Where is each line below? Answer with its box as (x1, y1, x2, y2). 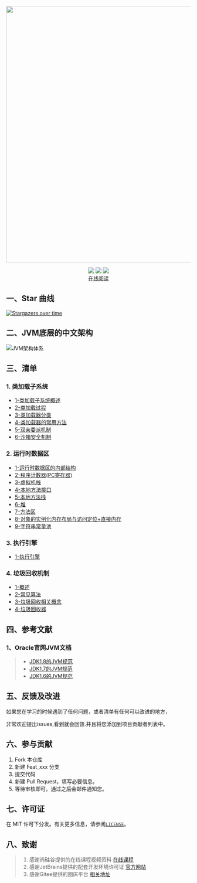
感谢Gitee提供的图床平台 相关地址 (29, 871, 111, 878)
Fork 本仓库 (14, 756, 43, 763)
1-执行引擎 (14, 553, 40, 560)
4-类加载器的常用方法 (14, 419, 67, 426)
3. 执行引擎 (6, 538, 38, 547)
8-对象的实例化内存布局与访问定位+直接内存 (14, 515, 122, 522)
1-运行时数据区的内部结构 (14, 464, 76, 471)
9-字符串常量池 (14, 523, 52, 530)
